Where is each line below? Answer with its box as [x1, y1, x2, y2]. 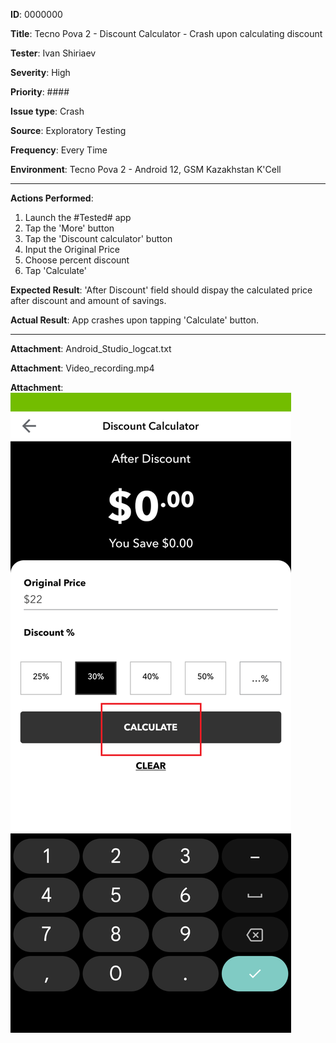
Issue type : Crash [10, 105, 85, 117]
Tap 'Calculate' [24, 265, 87, 276]
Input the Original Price [24, 244, 120, 255]
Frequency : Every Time [10, 144, 108, 156]
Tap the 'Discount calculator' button [24, 233, 173, 244]
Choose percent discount [24, 254, 130, 266]
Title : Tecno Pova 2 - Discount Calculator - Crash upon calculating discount [10, 28, 323, 39]
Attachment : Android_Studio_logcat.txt [10, 343, 172, 354]
